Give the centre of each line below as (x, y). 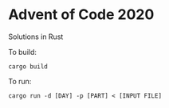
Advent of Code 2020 (81, 15)
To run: (20, 81)
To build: (23, 52)
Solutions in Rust (36, 37)
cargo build (28, 66)
